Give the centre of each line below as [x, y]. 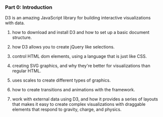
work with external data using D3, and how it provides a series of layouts [85, 99]
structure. [22, 37]
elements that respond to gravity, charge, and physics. [67, 109]
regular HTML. [27, 71]
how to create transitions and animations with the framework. [73, 90]
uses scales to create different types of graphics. [61, 80]
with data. [15, 23]
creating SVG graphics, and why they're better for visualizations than [81, 66]
